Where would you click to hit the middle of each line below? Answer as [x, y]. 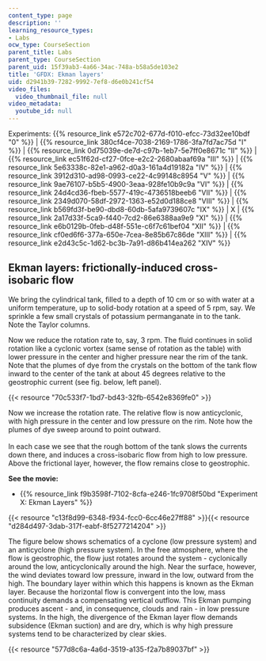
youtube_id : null [44, 112]
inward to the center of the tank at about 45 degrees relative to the [117, 374]
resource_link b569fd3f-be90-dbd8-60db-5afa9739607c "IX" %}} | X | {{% [131, 209]
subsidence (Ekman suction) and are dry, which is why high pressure [121, 625]
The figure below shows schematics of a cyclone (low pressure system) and [133, 541]
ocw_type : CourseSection [49, 45]
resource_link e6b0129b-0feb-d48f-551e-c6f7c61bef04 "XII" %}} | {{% [124, 226]
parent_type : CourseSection [55, 60]
